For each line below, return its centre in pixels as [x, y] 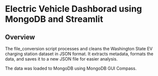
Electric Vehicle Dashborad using [74, 9]
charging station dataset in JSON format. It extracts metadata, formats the [79, 54]
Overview [20, 37]
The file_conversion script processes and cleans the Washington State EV [79, 49]
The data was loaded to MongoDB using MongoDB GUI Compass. [71, 68]
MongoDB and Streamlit [54, 19]
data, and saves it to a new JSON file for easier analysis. [61, 59]
